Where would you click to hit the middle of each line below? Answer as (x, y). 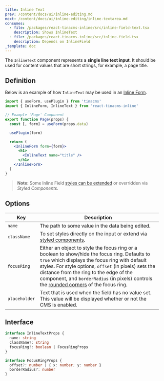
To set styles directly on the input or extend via (93, 233)
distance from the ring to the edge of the (86, 272)
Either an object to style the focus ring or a (89, 248)
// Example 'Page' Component (35, 115)
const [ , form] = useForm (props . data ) (49, 124)
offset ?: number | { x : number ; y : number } (55, 365)
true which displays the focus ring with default (93, 260)
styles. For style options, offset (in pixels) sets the (98, 266)
